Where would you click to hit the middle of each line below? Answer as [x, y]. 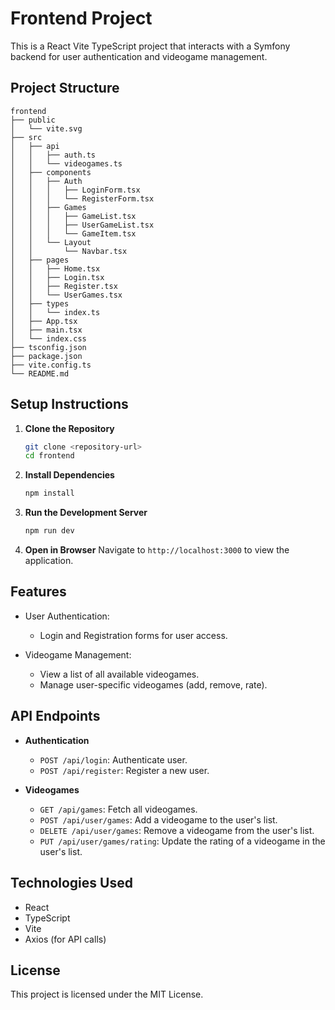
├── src [26, 137]
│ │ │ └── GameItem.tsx [73, 233]
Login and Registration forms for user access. [133, 635]
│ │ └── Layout [51, 242]
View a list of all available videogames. [119, 674]
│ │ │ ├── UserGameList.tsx [82, 225]
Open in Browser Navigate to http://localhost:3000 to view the [157, 550]
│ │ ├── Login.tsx [57, 277]
